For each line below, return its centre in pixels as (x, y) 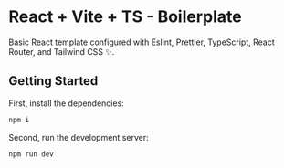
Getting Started (53, 81)
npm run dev (31, 154)
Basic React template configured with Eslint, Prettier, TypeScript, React (142, 42)
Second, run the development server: (79, 137)
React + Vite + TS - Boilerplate (126, 17)
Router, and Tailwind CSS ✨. (62, 51)
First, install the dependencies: (66, 103)
